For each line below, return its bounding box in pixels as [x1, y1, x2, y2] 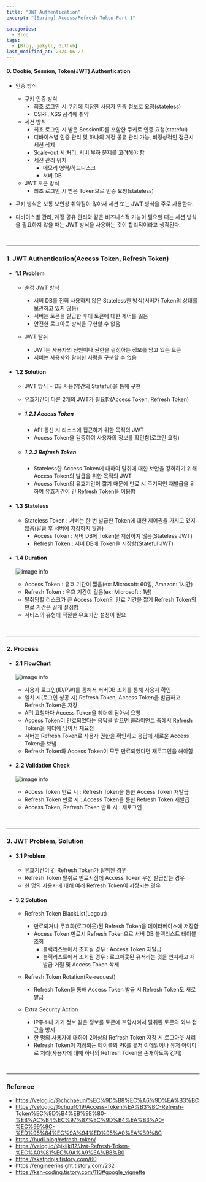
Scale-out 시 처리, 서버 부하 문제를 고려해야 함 [33, 149, 145, 157]
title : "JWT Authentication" [6, 9, 81, 15]
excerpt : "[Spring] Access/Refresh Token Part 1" [6, 15, 136, 21]
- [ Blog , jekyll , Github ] [12, 43, 78, 49]
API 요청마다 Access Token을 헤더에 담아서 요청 [24, 709, 141, 716]
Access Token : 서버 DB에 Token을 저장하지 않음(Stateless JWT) [33, 532, 193, 539]
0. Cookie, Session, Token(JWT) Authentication [6, 68, 131, 75]
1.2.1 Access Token [24, 410, 74, 418]
